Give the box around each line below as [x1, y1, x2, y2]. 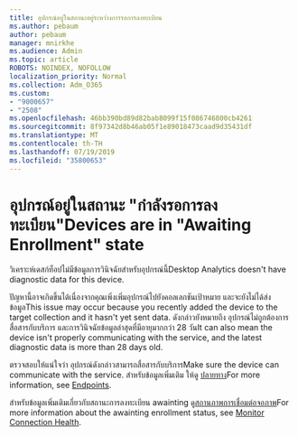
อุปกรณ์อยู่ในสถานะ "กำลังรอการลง [9, 195, 219, 215]
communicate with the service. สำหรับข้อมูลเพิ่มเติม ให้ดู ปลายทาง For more [9, 369, 260, 380]
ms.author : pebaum [9, 22, 79, 31]
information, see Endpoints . [9, 380, 112, 391]
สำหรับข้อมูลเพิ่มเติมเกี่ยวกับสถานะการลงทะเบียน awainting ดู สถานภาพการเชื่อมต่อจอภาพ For [9, 397, 289, 408]
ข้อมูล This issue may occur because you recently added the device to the [9, 301, 278, 312]
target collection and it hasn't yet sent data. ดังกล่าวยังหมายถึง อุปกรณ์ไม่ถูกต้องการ [9, 312, 289, 323]
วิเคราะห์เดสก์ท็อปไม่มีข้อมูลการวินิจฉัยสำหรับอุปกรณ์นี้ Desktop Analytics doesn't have [9, 264, 286, 275]
